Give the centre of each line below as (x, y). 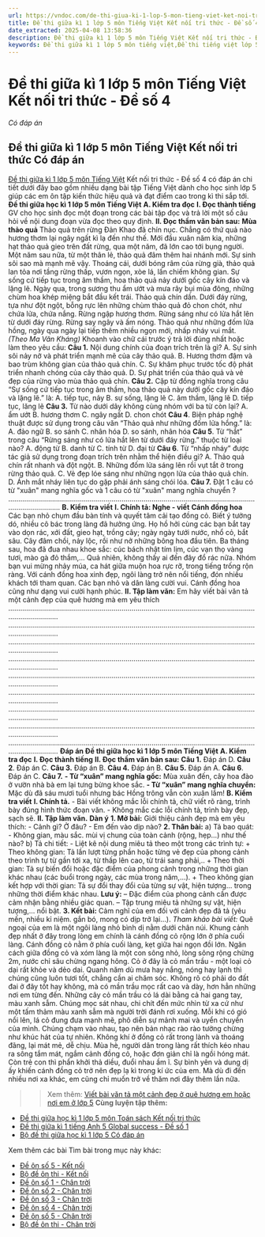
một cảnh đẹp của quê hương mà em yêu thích (84, 599)
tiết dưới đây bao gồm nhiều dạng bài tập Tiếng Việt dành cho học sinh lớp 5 (132, 188)
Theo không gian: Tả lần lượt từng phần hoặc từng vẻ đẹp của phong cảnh (129, 852)
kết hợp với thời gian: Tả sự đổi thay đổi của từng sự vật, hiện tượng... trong (130, 885)
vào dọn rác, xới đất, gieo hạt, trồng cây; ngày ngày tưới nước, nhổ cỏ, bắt (128, 532)
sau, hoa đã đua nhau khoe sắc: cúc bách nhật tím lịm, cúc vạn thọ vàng (126, 549)
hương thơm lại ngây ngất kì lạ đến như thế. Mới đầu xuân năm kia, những (127, 237)
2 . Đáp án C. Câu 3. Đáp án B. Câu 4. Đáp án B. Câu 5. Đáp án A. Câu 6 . (126, 768)
